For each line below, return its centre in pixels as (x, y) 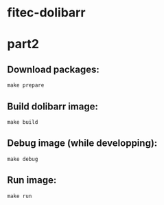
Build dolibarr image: (52, 106)
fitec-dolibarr (46, 13)
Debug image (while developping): (82, 143)
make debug (23, 159)
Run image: (32, 180)
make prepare (26, 85)
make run (20, 196)
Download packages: (53, 69)
